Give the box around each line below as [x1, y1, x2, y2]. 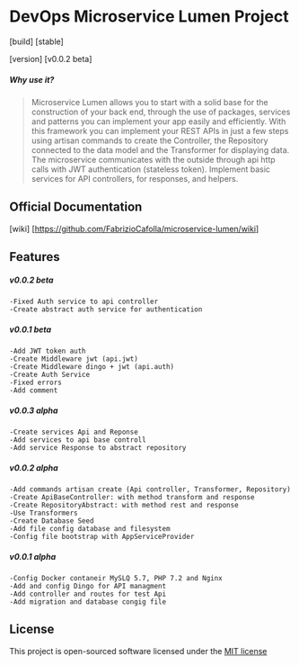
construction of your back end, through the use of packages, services [31, 106, 291, 117]
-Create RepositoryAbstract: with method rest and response [9, 500, 240, 509]
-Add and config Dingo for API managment [9, 581, 167, 590]
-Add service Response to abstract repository [9, 444, 187, 453]
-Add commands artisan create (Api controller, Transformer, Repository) [9, 484, 292, 494]
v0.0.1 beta [9, 324, 52, 335]
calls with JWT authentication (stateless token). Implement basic [31, 164, 271, 175]
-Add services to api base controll [9, 436, 146, 445]
